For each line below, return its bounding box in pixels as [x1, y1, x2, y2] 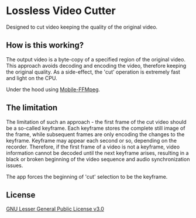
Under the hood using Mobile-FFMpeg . [6, 86, 101, 93]
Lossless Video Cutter [6, 4, 116, 18]
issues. [6, 162, 23, 169]
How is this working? [6, 40, 84, 50]
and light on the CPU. [6, 74, 57, 81]
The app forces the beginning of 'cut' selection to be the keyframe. [6, 173, 168, 180]
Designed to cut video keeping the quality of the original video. [6, 23, 158, 30]
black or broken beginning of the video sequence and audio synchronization [6, 155, 190, 162]
